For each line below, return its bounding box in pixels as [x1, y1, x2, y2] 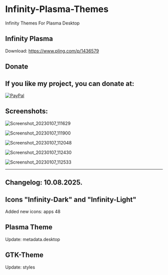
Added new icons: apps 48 [5, 208, 61, 214]
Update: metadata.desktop [5, 236, 60, 242]
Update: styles [5, 264, 35, 270]
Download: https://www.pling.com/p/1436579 [5, 47, 99, 53]
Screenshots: [5, 107, 48, 115]
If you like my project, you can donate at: [5, 79, 134, 88]
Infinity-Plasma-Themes [5, 3, 109, 15]
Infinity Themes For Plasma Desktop [5, 20, 80, 26]
